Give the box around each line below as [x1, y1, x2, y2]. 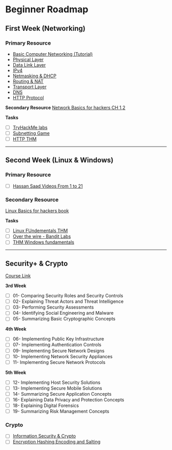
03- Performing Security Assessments [12, 304, 94, 311]
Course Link [5, 273, 31, 279]
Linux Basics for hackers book [5, 208, 69, 214]
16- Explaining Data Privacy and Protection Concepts [12, 396, 124, 403]
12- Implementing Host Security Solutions [12, 379, 101, 385]
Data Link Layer [12, 62, 46, 68]
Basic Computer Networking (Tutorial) [12, 51, 93, 57]
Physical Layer [12, 56, 44, 63]
